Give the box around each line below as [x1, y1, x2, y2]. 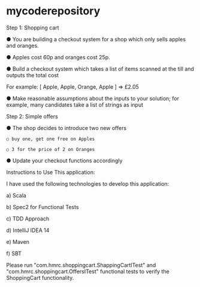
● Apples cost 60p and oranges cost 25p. [6, 53, 111, 61]
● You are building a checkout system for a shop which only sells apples [6, 35, 186, 43]
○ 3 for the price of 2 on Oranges [6, 146, 95, 152]
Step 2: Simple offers [6, 113, 58, 120]
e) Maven [6, 238, 30, 245]
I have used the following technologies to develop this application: [6, 180, 169, 187]
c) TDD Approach [6, 215, 50, 222]
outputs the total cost [6, 71, 59, 78]
